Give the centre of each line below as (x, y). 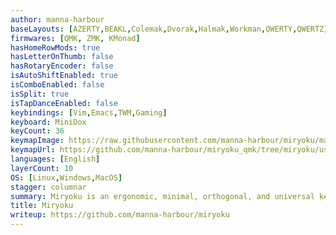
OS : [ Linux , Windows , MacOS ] (66, 177)
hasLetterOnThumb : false (62, 57)
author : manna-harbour (57, 19)
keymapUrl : (33, 150)
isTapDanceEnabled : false (64, 103)
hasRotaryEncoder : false (62, 66)
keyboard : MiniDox (48, 122)
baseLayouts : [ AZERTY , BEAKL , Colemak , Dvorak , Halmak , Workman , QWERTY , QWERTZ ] (169, 29)
